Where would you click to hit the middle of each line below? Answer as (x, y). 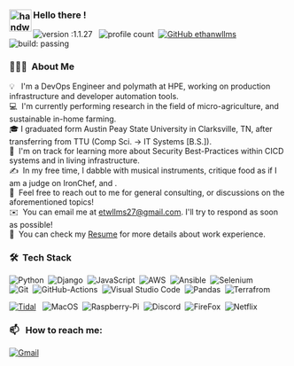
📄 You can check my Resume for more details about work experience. (137, 234)
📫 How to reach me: (56, 330)
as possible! (31, 224)
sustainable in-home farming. (63, 119)
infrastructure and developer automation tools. (94, 96)
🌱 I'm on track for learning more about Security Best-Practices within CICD (147, 151)
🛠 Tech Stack (41, 257)
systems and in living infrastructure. (74, 160)
